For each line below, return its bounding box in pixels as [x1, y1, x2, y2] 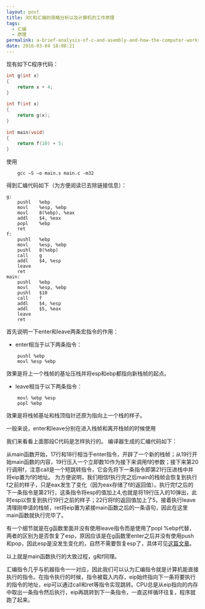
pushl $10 [17, 290, 48, 296]
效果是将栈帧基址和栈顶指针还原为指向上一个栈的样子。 [6, 412, 145, 419]
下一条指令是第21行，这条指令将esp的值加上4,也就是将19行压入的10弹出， [6, 489, 192, 496]
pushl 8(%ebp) [17, 248, 59, 254]
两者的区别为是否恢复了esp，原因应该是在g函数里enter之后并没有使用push [6, 532, 194, 540]
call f [17, 295, 43, 302]
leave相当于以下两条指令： [15, 383, 82, 390]
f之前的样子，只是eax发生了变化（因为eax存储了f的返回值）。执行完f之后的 [6, 481, 194, 488]
